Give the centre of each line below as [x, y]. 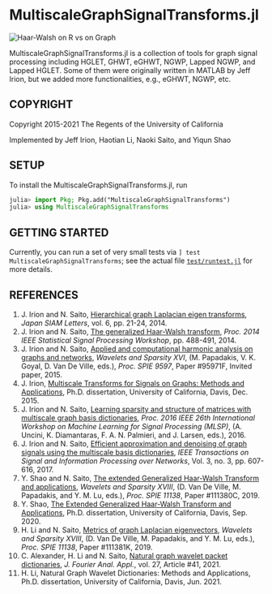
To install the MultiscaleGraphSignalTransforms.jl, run [98, 185]
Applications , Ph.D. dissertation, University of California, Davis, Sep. [134, 512]
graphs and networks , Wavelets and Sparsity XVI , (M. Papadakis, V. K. [138, 357]
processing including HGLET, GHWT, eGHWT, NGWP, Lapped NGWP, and [132, 62]
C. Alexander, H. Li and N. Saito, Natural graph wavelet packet [124, 555]
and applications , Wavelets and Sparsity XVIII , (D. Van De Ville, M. [131, 486]
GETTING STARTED [59, 232]
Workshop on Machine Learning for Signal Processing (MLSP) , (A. [131, 426]
